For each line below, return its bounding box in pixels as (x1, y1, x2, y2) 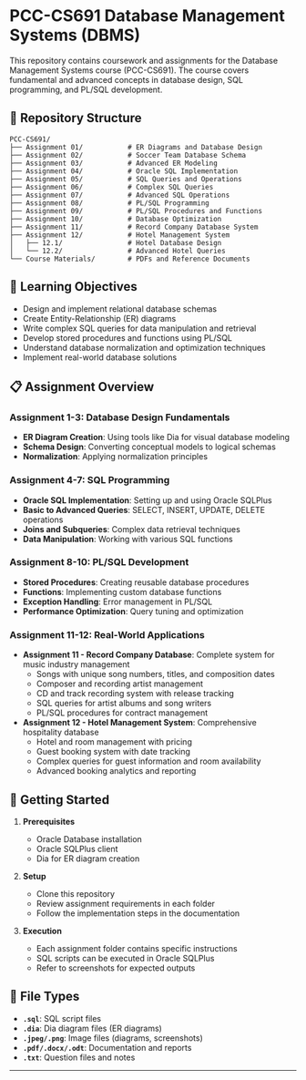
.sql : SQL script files (22, 1013, 102, 1023)
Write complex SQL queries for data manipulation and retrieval (22, 323, 257, 334)
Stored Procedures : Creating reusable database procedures (22, 576, 250, 588)
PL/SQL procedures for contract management (36, 707, 209, 718)
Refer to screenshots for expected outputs (36, 962, 196, 973)
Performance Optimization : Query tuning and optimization (22, 605, 244, 616)
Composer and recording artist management (36, 678, 203, 689)
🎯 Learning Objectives (9, 279, 138, 294)
